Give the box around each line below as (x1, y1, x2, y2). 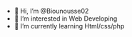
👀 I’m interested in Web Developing (14, 14, 118, 23)
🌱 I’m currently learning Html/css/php (14, 22, 125, 30)
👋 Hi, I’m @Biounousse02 (14, 7, 89, 15)
